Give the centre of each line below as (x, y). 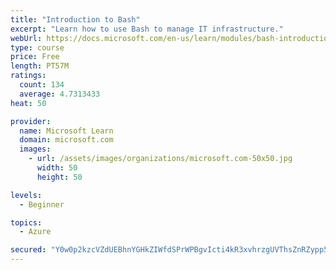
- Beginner (42, 204)
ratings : (28, 76)
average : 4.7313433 (60, 94)
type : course (37, 47)
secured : (28, 250)
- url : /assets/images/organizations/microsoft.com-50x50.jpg (160, 159)
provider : (31, 121)
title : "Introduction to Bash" (75, 19)
